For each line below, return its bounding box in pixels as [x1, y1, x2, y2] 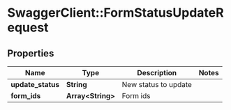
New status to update [121, 80, 192, 89]
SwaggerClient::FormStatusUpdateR [7, 5, 225, 21]
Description [137, 68, 177, 77]
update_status [10, 80, 60, 89]
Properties [7, 47, 54, 59]
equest [7, 19, 49, 36]
